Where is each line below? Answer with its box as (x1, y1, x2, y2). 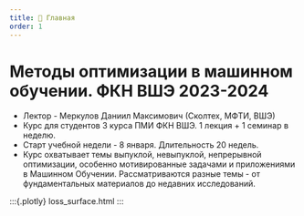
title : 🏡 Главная (9, 13, 76, 23)
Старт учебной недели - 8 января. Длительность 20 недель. (22, 139, 259, 150)
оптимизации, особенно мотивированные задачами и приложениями (22, 159, 296, 170)
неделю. (22, 129, 57, 141)
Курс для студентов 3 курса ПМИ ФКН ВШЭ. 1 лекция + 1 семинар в (22, 120, 289, 131)
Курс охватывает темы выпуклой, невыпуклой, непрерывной (22, 149, 262, 160)
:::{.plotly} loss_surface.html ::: (9, 196, 124, 207)
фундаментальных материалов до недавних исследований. (22, 179, 256, 190)
